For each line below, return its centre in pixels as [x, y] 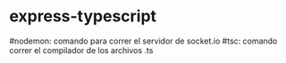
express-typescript [83, 16]
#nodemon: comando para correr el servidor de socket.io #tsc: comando [143, 41]
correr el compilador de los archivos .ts [81, 50]
